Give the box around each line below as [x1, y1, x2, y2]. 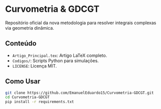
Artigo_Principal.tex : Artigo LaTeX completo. [12, 52, 107, 58]
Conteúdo [5, 39, 37, 48]
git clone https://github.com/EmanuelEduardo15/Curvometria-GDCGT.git [5, 90, 154, 95]
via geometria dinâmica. [5, 25, 54, 31]
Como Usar [5, 77, 41, 86]
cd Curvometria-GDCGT [5, 95, 50, 100]
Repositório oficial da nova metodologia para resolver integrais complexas [5, 20, 157, 26]
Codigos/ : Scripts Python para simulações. [12, 58, 99, 64]
